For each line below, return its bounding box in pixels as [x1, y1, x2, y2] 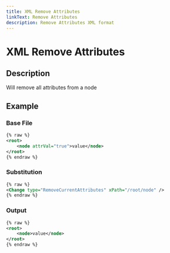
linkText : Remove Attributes [6, 14, 78, 20]
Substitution [6, 168, 42, 176]
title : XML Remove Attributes [6, 8, 81, 15]
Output [6, 206, 27, 215]
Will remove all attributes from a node [6, 84, 97, 91]
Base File [6, 119, 33, 127]
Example [6, 101, 39, 111]
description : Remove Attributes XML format [6, 19, 115, 25]
